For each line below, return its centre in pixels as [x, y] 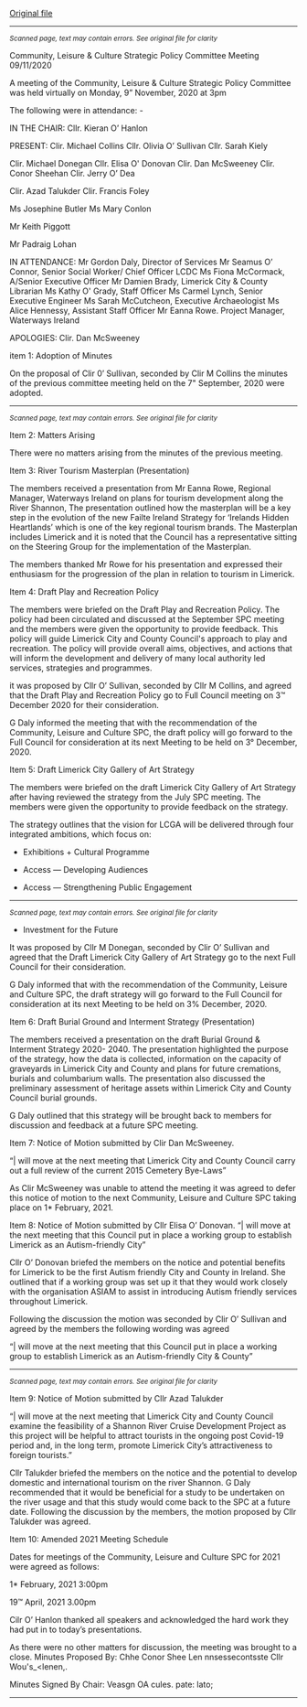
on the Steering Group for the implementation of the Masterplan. [131, 547]
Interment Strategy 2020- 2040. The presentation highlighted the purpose [149, 1049]
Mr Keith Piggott [40, 226]
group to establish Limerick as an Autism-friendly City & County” [131, 1356]
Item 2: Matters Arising [53, 435]
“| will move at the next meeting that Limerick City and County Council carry [153, 1160]
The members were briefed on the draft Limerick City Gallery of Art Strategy [153, 787]
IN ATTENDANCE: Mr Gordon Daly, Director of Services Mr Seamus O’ [141, 262]
